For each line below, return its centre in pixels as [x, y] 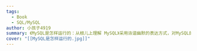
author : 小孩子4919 [28, 28]
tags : [13, 11]
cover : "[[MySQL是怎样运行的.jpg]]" [48, 39]
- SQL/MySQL [26, 22]
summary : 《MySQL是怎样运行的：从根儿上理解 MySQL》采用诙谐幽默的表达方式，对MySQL [98, 33]
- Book [19, 17]
